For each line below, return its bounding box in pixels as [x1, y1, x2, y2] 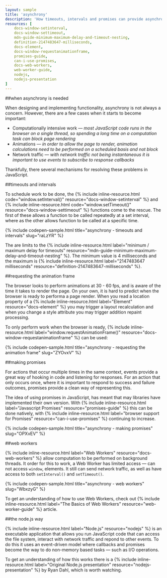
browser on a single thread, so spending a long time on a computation [12, 130, 157, 136]
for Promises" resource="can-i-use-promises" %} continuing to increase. [5, 416, 156, 422]
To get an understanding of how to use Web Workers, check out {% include [5, 495, 160, 501]
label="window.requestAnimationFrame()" [34, 329, 121, 335]
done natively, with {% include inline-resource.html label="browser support [5, 410, 160, 416]
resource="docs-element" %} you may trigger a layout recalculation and [5, 303, 154, 309]
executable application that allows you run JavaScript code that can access [5, 531, 160, 537]
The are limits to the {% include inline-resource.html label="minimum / [5, 242, 149, 248]
